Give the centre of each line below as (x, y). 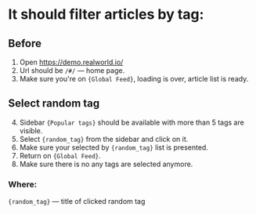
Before (25, 44)
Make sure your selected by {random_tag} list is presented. (114, 147)
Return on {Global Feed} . (60, 155)
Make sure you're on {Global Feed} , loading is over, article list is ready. (134, 79)
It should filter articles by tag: (106, 15)
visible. (31, 130)
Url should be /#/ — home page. (72, 71)
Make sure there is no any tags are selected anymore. (106, 164)
